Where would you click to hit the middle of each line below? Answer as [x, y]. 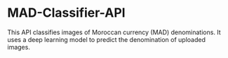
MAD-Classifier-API [66, 13]
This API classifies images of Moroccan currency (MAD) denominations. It [114, 32]
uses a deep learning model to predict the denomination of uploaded [106, 39]
